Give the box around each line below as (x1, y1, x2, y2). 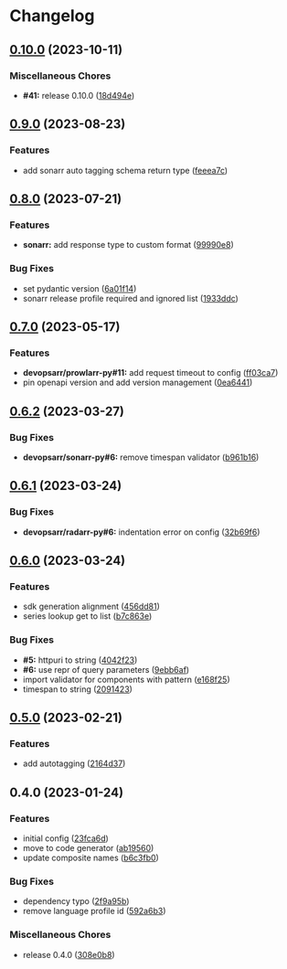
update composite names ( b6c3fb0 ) (22, 852, 160, 863)
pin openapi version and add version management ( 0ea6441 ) (22, 377, 253, 389)
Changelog (9, 5, 95, 27)
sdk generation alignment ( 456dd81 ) (22, 601, 160, 612)
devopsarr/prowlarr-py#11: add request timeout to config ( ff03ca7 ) (22, 367, 279, 378)
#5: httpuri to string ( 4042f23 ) (22, 655, 138, 666)
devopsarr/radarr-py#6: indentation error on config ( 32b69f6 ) (22, 527, 260, 538)
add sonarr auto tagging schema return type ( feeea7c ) (22, 165, 229, 176)
